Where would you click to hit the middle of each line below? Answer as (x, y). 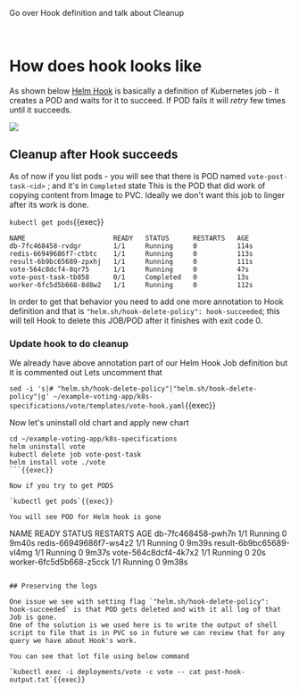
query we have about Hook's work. (74, 641)
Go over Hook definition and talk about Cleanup (97, 13)
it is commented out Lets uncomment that (86, 373)
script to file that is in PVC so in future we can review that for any (147, 633)
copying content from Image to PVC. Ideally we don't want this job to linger (147, 194)
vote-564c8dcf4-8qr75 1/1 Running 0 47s (129, 269)
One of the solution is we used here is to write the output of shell (143, 625)
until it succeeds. (41, 110)
